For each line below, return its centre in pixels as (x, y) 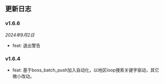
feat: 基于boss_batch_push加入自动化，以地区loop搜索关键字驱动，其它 (86, 70)
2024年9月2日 (20, 35)
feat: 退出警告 (26, 45)
